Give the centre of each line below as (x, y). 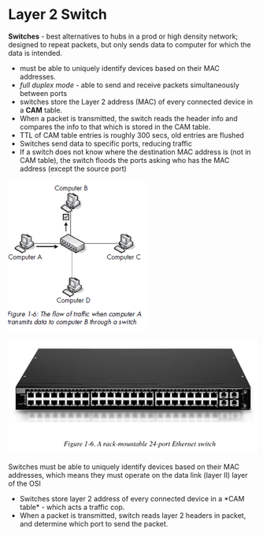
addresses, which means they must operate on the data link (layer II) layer (128, 475)
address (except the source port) (73, 168)
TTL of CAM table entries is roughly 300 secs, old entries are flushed (131, 135)
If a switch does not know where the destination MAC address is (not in (135, 152)
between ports (43, 93)
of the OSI (24, 483)
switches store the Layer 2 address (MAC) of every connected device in (136, 102)
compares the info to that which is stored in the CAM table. (115, 127)
